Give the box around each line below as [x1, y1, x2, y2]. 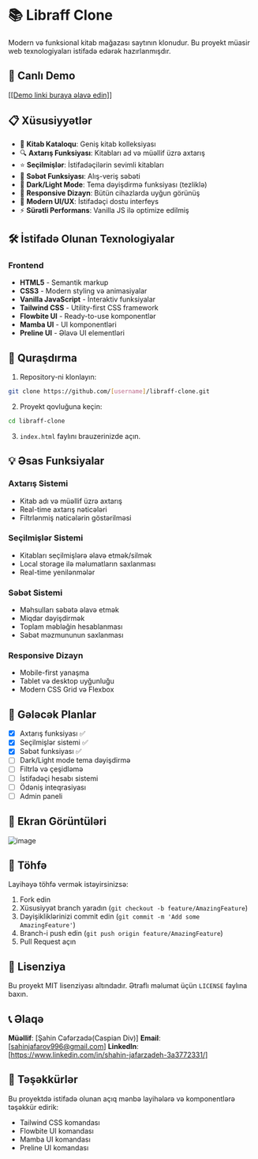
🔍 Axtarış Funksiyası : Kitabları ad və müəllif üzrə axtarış [19, 148, 205, 157]
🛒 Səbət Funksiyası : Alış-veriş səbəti [19, 171, 140, 180]
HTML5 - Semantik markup [19, 278, 109, 287]
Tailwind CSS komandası [19, 1117, 100, 1127]
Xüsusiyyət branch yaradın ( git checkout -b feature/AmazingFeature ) [19, 903, 249, 913]
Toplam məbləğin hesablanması [19, 622, 123, 631]
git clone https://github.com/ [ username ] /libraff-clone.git [8, 388, 211, 396]
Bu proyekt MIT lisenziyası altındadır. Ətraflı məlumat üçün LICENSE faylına [8, 981, 248, 990]
